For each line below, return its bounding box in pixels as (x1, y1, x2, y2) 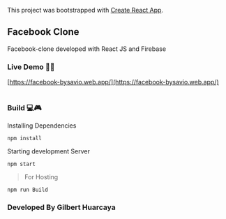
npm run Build (7, 186, 49, 194)
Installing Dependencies (7, 121, 77, 130)
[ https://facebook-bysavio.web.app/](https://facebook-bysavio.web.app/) (7, 78, 219, 86)
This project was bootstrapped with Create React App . (7, 6, 164, 14)
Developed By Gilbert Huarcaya (7, 202, 116, 212)
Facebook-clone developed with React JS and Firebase (7, 45, 166, 53)
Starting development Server (7, 147, 91, 156)
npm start (7, 160, 36, 168)
